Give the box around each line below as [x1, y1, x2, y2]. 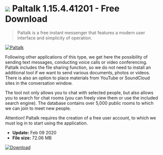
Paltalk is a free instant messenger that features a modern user [17, 30, 145, 35]
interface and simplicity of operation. [17, 35, 93, 41]
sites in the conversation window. [5, 80, 73, 86]
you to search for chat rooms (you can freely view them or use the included [5, 94, 159, 101]
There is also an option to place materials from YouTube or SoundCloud [5, 75, 150, 81]
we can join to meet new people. [5, 105, 71, 111]
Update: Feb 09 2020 [12, 129, 57, 135]
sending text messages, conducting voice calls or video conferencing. [5, 59, 148, 65]
